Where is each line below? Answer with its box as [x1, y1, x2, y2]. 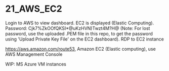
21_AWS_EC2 [5, 3, 62, 15]
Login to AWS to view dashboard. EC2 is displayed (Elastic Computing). [5, 20, 154, 26]
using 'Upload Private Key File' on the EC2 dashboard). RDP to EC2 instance [5, 36, 164, 42]
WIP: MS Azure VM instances [5, 61, 67, 67]
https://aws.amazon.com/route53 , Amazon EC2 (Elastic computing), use [5, 46, 156, 52]
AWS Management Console [5, 51, 63, 57]
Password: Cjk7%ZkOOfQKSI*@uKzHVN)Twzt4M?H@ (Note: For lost [5, 25, 150, 31]
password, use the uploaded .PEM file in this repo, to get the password [5, 30, 153, 37]
